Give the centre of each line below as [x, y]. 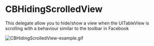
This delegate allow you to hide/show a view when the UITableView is [77, 23]
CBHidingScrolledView [54, 9]
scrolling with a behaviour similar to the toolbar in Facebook [67, 28]
